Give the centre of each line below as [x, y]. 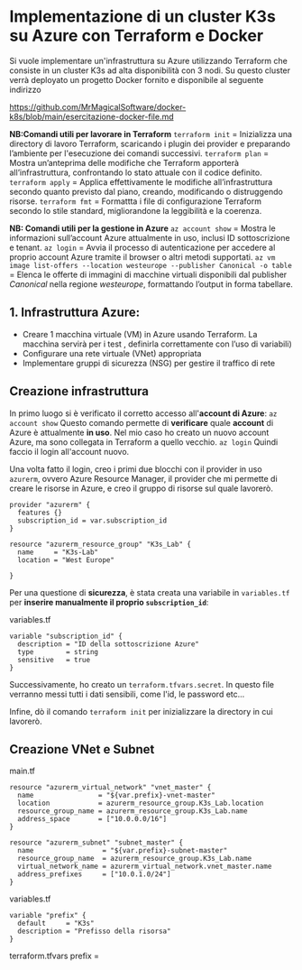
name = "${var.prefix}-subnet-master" [123, 851]
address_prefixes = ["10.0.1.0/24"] [94, 874]
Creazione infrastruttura [79, 391]
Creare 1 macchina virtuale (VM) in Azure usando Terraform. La [140, 334]
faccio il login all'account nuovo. [69, 451]
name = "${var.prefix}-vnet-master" [117, 796]
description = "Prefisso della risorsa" [94, 931]
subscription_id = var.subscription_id [92, 521]
